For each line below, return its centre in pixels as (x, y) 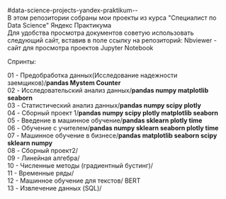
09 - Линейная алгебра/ (44, 158)
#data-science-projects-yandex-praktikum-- (73, 10)
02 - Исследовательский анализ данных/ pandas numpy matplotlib (108, 90)
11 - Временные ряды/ (41, 173)
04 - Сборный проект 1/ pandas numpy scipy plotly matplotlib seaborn (113, 113)
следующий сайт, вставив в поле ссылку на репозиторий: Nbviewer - (112, 40)
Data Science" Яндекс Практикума (60, 25)
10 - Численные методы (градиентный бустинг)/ (80, 165)
